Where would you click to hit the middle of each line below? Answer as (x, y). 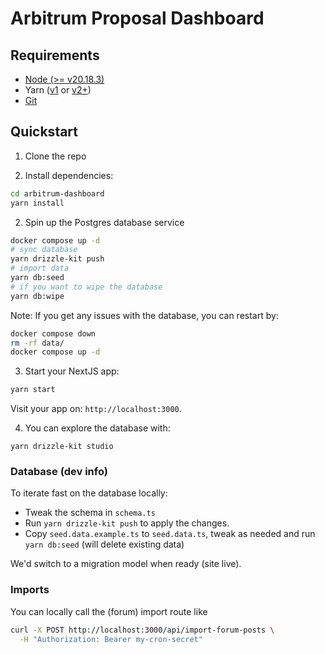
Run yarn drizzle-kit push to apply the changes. (127, 523)
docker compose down (53, 333)
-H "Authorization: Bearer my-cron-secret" (111, 639)
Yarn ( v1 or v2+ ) (58, 90)
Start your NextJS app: (72, 371)
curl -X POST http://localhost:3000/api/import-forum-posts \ (142, 630)
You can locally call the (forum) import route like (109, 611)
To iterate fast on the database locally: (89, 493)
